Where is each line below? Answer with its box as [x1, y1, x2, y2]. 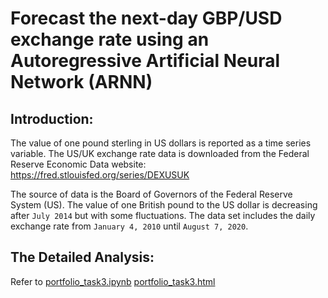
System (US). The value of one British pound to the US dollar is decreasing [10, 199, 318, 211]
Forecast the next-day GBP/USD [10, 7, 283, 30]
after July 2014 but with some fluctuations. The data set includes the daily [10, 210, 316, 221]
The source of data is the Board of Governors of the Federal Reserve [10, 188, 293, 200]
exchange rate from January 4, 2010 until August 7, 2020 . [10, 220, 249, 232]
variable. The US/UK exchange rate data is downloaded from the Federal [10, 148, 310, 159]
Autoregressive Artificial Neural [10, 50, 281, 72]
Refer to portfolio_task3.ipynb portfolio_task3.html [10, 275, 216, 287]
